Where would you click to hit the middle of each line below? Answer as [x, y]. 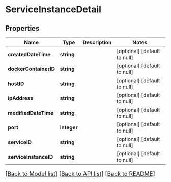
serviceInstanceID [31, 157]
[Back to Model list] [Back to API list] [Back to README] [80, 174]
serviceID [20, 142]
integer [69, 127]
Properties [22, 28]
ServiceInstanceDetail [53, 9]
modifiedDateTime [31, 113]
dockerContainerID [31, 69]
